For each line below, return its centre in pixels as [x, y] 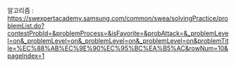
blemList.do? [26, 26]
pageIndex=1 [26, 56]
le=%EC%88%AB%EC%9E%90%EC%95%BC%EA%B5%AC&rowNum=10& [118, 48]
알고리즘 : [20, 10]
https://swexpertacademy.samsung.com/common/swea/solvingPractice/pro [118, 18]
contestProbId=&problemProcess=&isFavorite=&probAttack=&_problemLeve [118, 33]
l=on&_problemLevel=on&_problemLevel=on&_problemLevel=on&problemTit [118, 41]
